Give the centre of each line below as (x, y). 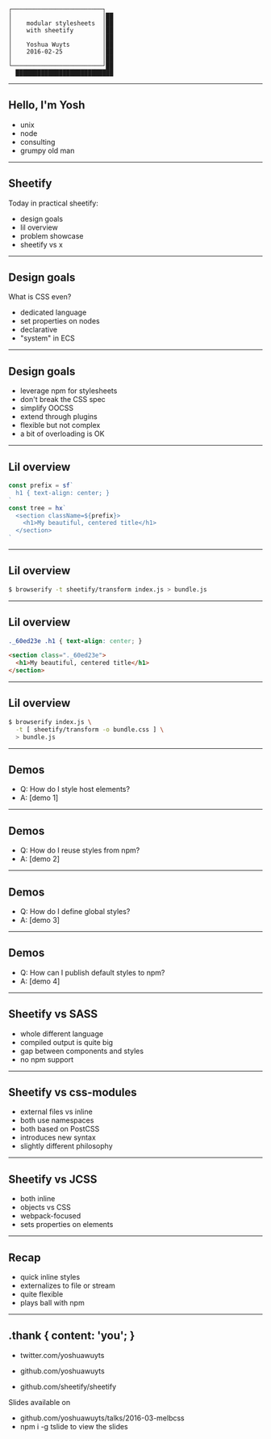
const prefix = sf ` (41, 486)
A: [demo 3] (40, 920)
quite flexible (42, 1294)
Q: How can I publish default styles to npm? (92, 972)
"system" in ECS (47, 338)
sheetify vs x (41, 244)
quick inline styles (50, 1277)
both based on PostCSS (60, 1129)
